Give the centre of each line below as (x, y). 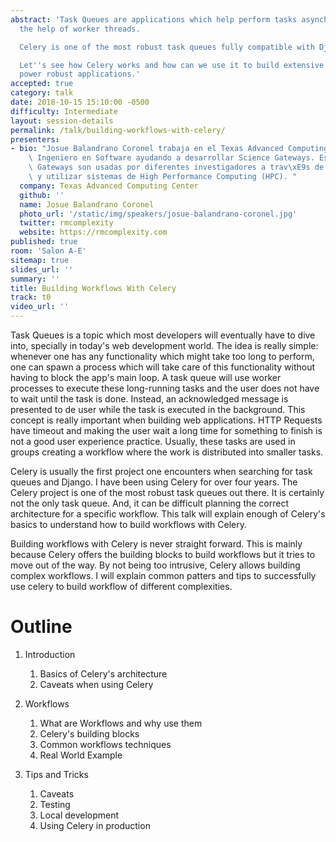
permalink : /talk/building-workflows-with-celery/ (118, 130)
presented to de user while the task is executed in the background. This (158, 409)
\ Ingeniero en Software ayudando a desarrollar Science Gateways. (171, 158)
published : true (44, 242)
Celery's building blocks (89, 733)
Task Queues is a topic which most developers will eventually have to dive (163, 335)
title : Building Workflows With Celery (93, 288)
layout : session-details (62, 121)
